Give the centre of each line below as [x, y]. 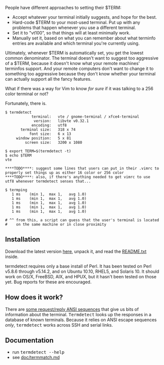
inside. [12, 257]
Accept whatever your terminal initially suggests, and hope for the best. [84, 17]
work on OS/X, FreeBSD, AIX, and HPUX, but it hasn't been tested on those [81, 276]
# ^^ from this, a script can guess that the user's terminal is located [82, 220]
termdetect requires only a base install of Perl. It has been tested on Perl [78, 266]
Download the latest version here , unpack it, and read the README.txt [76, 251]
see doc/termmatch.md [36, 358]
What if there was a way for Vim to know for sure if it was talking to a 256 [79, 88]
